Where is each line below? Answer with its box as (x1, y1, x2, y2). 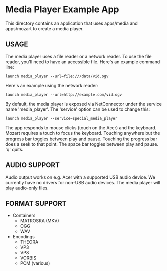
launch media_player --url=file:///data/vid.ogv (5, 74, 109, 79)
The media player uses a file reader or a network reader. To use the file (5, 53, 152, 59)
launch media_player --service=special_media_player (5, 116, 118, 121)
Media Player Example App (5, 4, 119, 15)
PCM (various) (20, 260, 50, 266)
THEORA (20, 239, 39, 245)
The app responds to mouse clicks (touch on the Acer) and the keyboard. (5, 124, 157, 131)
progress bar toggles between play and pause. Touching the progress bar (5, 135, 158, 142)
